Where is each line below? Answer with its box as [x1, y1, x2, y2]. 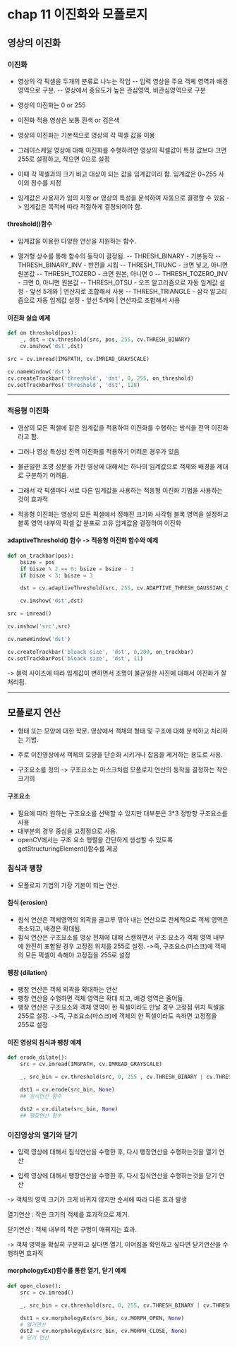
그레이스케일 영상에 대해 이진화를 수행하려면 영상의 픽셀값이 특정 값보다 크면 [17, 145, 227, 154]
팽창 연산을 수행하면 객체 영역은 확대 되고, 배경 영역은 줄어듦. [17, 994, 186, 1002]
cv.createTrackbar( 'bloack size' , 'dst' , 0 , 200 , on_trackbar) [7, 648, 194, 655]
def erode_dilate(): [7, 1054, 68, 1061]
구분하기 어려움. [25, 471, 69, 479]
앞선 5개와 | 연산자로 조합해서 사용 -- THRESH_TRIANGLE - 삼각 [29, 287, 209, 296]
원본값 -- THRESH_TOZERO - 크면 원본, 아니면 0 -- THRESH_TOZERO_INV [17, 270, 228, 278]
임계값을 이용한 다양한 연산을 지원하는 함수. [17, 237, 137, 246]
